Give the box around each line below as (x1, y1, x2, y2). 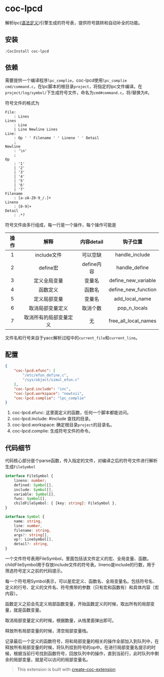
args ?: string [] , (14, 532, 49, 537)
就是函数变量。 (13, 607, 44, 613)
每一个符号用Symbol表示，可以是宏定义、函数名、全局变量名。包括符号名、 (5, 579, 157, 584)
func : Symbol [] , (14, 496, 47, 501)
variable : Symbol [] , (14, 492, 56, 497)
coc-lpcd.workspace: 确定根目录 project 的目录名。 (12, 422, 115, 428)
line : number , (14, 523, 42, 528)
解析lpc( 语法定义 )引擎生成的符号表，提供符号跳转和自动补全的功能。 (5, 20, 143, 25)
